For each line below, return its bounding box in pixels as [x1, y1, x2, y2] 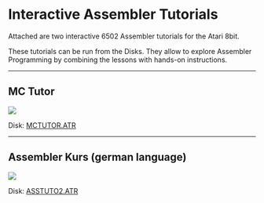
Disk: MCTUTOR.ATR [8, 120, 76, 130]
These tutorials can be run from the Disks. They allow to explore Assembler [8, 46, 252, 56]
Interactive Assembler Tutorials [8, 5, 218, 24]
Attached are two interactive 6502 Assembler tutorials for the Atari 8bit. [8, 31, 240, 41]
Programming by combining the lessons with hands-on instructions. [8, 55, 228, 64]
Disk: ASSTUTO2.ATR [8, 186, 79, 195]
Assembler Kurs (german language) [8, 150, 187, 164]
